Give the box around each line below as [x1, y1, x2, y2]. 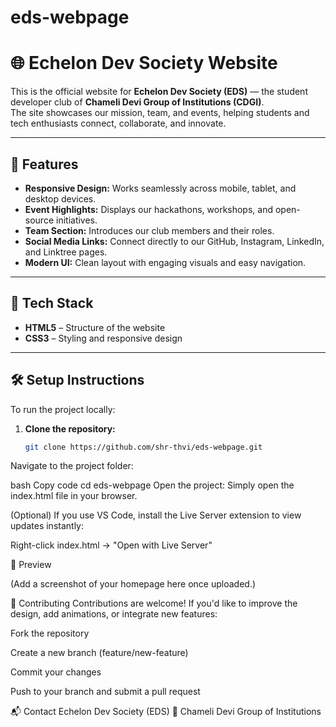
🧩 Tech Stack [10, 295, 94, 312]
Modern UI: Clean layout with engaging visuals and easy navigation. [24, 256, 307, 268]
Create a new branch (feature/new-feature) [10, 647, 189, 659]
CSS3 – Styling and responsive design [24, 332, 183, 344]
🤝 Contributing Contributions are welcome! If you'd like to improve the [10, 597, 298, 610]
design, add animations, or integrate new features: [10, 608, 218, 620]
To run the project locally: [10, 403, 116, 415]
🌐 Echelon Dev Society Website [10, 52, 278, 75]
